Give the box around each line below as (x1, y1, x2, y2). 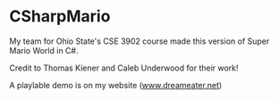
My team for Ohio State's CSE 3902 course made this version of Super (9, 36, 270, 46)
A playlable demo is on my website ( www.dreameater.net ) (9, 79, 223, 90)
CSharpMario (9, 6, 111, 27)
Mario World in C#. (9, 45, 79, 55)
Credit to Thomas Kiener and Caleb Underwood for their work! (9, 62, 239, 73)
